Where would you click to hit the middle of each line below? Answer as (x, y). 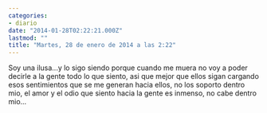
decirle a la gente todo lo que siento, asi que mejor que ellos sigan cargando (133, 76)
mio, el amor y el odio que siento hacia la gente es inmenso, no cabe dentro (133, 93)
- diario (23, 23)
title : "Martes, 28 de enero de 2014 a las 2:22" (92, 45)
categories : (28, 16)
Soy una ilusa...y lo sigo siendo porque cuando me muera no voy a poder (128, 68)
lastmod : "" (28, 38)
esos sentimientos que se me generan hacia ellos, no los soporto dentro (127, 85)
